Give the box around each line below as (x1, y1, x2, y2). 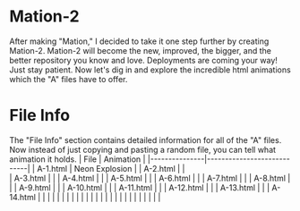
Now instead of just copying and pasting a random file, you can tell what (9, 144, 276, 155)
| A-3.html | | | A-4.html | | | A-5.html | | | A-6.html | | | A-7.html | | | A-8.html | (9, 173, 291, 183)
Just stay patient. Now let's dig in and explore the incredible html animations (9, 64, 291, 75)
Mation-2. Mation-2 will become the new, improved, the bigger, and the (9, 45, 271, 55)
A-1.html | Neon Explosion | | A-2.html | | (37, 163, 185, 173)
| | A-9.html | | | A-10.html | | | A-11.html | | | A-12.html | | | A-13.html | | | (9, 181, 270, 193)
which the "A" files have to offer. (9, 73, 128, 84)
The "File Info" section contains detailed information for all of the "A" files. (9, 134, 282, 145)
